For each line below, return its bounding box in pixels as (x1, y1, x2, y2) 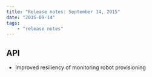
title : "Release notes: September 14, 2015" (6, 8, 121, 15)
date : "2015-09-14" (6, 14, 56, 20)
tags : (6, 20, 20, 26)
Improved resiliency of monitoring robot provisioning (15, 64, 147, 71)
